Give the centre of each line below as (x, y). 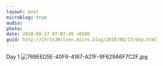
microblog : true (26, 17)
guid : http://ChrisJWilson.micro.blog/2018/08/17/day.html (82, 40)
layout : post (23, 12)
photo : (14, 28)
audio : (14, 23)
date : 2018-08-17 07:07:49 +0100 (48, 34)
